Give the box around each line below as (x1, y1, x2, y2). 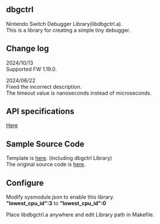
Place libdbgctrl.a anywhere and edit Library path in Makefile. (6, 211, 155, 218)
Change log (6, 44, 49, 54)
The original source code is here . (6, 161, 86, 168)
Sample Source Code (6, 139, 85, 149)
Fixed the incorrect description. (6, 83, 82, 90)
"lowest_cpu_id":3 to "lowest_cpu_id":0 (6, 200, 107, 207)
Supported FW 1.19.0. (6, 65, 57, 72)
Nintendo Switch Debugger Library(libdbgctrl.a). (6, 20, 123, 27)
